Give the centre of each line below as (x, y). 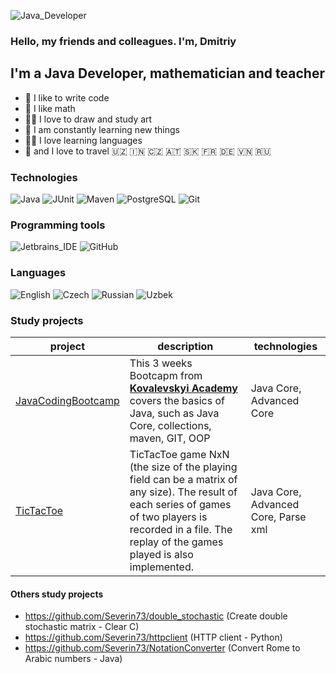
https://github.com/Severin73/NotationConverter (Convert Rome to (162, 648)
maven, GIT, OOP (170, 438)
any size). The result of (183, 492)
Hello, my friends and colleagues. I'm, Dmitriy (123, 41)
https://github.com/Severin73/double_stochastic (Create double (156, 616)
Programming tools (58, 225)
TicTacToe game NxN (179, 454)
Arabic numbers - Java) (73, 659)
